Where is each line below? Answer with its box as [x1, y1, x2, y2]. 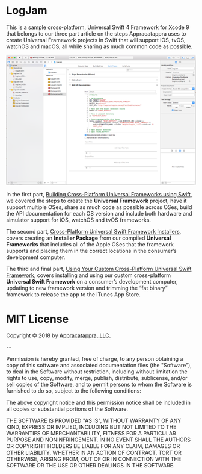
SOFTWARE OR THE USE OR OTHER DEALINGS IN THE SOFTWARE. [6, 462, 175, 469]
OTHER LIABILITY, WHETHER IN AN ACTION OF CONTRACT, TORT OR [6, 449, 182, 457]
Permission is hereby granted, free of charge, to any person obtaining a [6, 355, 183, 363]
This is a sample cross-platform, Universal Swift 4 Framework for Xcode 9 [6, 23, 189, 31]
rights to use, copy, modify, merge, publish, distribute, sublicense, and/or [6, 375, 188, 382]
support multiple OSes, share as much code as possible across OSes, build [6, 204, 192, 211]
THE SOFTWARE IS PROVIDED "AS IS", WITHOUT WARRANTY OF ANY [6, 417, 182, 425]
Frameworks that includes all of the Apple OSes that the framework [6, 241, 174, 248]
